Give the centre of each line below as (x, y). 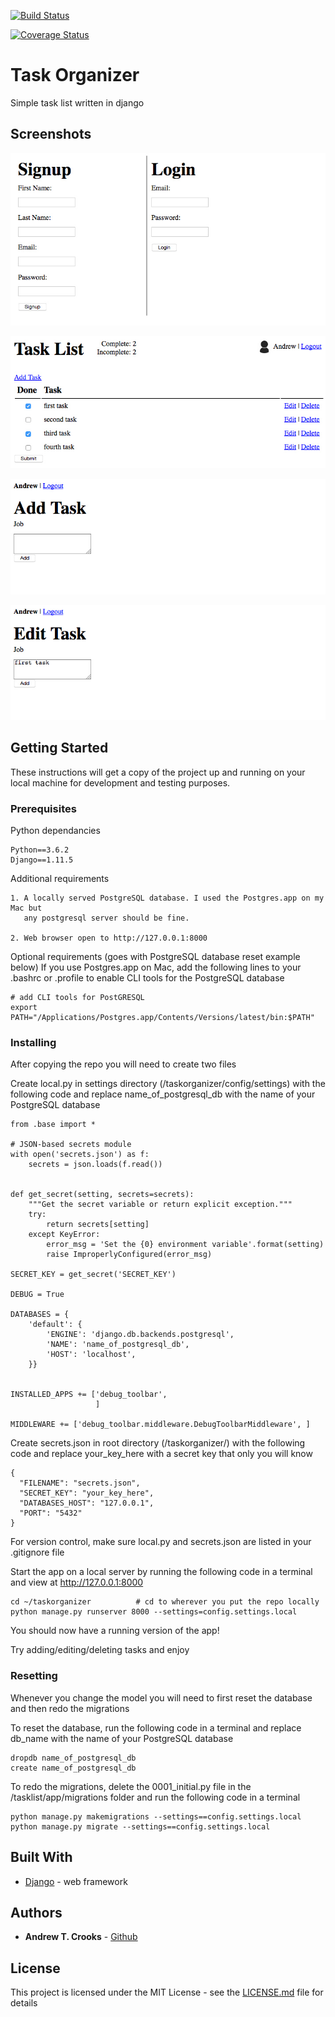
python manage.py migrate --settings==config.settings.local (140, 1826)
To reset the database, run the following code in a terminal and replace (156, 1727)
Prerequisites (43, 808)
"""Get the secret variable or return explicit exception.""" (160, 1205)
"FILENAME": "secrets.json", (80, 1483)
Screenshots (51, 134)
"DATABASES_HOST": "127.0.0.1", (87, 1503)
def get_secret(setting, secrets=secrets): (102, 1195)
